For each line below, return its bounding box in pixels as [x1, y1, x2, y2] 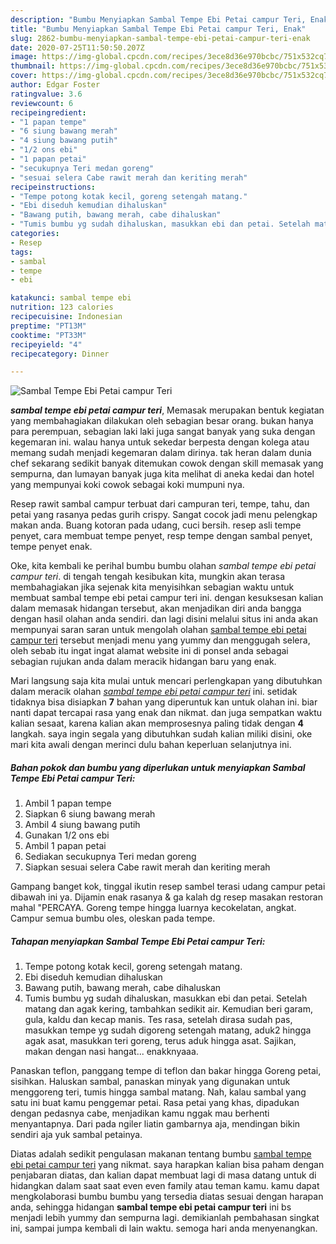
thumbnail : [10, 61, 56, 71]
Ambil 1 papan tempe [24, 797, 112, 810]
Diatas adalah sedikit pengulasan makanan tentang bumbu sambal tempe [10, 1148, 312, 1160]
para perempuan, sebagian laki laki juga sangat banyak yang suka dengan [10, 426, 316, 438]
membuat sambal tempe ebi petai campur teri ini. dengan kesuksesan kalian [10, 592, 324, 604]
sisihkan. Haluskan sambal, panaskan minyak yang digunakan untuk [10, 1076, 291, 1088]
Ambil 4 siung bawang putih [24, 819, 141, 831]
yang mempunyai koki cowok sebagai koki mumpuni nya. [10, 479, 245, 491]
